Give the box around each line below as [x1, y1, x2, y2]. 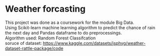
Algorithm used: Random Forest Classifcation [5, 35, 96, 41]
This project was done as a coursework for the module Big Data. [5, 19, 134, 25]
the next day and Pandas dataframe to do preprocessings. [5, 30, 122, 36]
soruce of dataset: [5, 40, 42, 46]
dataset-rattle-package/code [5, 45, 63, 51]
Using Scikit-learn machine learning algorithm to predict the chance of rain [5, 24, 155, 30]
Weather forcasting [5, 3, 86, 15]
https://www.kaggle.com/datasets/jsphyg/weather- [43, 40, 146, 46]
